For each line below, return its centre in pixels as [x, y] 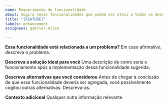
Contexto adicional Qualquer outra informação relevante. [64, 97]
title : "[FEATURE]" [25, 19]
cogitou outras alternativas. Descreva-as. [48, 87]
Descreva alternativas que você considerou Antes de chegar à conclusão [82, 77]
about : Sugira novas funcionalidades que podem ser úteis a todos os [79, 14]
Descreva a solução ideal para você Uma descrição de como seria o [76, 62]
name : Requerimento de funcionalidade [45, 10]
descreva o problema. [28, 52]
